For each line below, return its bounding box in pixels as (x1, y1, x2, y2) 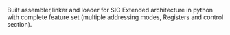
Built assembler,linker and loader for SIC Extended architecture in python (7, 6, 214, 14)
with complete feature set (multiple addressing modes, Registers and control (7, 13, 224, 21)
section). (7, 21, 32, 28)
